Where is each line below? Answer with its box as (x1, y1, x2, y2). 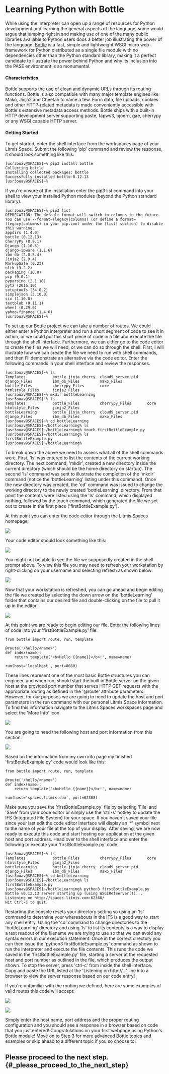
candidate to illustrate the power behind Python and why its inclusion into (5, 57, 157, 64)
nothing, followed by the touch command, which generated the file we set (5, 498, 158, 504)
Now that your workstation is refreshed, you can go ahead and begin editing (5, 586, 163, 593)
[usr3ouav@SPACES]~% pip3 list (5, 208, 71, 213)
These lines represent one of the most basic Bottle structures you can (5, 672, 150, 679)
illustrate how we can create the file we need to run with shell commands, (5, 349, 158, 356)
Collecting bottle (5, 165, 44, 171)
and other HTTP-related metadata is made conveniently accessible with (5, 102, 154, 108)
